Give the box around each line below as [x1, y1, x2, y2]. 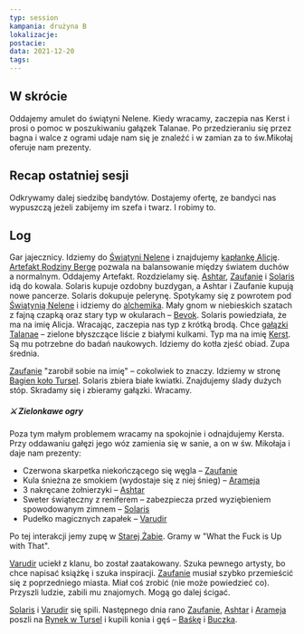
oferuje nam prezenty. [9, 141, 92, 152]
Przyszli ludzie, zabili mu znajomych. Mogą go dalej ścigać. [9, 587, 231, 598]
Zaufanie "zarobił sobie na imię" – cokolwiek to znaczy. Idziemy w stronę [9, 366, 280, 377]
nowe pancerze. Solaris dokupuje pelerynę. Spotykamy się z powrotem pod [9, 291, 292, 302]
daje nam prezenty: [9, 447, 81, 458]
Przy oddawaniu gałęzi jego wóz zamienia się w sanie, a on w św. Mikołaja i [9, 438, 291, 449]
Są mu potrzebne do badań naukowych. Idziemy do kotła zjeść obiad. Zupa [9, 339, 290, 350]
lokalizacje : [9, 30, 59, 39]
